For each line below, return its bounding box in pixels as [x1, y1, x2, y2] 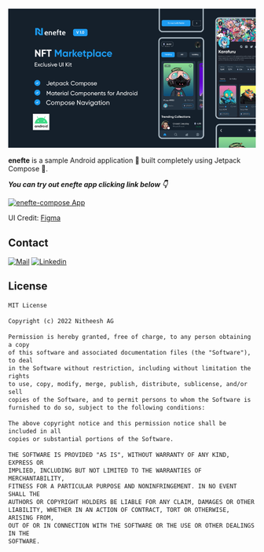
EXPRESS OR [8, 458, 44, 466]
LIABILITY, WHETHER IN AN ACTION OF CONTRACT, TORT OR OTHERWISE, [8, 506, 230, 513]
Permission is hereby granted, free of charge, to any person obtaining [8, 333, 251, 340]
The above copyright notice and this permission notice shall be [8, 419, 226, 427]
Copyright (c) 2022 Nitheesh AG [8, 317, 114, 325]
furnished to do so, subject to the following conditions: [8, 403, 206, 411]
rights [8, 372, 30, 380]
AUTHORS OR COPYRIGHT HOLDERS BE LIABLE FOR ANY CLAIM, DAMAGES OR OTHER [8, 498, 255, 506]
